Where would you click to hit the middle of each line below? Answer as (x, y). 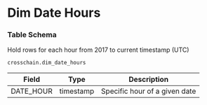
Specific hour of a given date (148, 91)
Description (149, 80)
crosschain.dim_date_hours (47, 63)
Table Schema (32, 35)
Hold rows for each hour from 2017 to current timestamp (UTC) (98, 50)
